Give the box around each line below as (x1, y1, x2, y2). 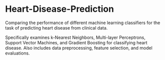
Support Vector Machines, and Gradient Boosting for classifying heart (5, 39, 148, 45)
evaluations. (5, 50, 30, 56)
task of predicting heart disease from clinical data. (5, 25, 108, 30)
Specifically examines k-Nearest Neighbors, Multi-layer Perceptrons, (5, 34, 146, 40)
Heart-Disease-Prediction (5, 3, 114, 15)
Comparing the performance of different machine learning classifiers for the (5, 20, 161, 26)
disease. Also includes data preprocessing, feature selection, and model (5, 45, 153, 51)
